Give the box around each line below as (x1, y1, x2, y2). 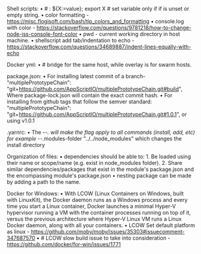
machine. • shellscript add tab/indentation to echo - (7, 37, 135, 44)
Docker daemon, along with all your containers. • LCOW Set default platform (7, 222, 196, 229)
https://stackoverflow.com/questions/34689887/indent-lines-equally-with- (7, 43, 191, 50)
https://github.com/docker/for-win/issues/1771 (7, 241, 121, 247)
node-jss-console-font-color (7, 30, 78, 38)
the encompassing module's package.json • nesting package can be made (7, 172, 192, 179)
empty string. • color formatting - (7, 11, 89, 19)
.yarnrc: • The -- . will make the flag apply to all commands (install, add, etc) (7, 128, 195, 136)
